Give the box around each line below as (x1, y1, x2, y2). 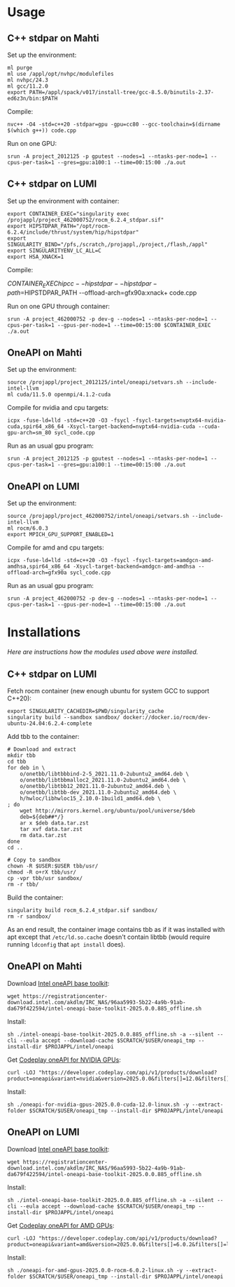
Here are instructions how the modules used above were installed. (7, 648, 199, 656)
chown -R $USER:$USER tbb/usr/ (7, 862, 99, 869)
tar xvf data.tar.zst (20, 825, 83, 832)
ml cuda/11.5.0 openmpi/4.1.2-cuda (7, 391, 111, 399)
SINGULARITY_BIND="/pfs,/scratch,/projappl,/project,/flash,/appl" (7, 241, 208, 248)
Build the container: (7, 893, 64, 902)
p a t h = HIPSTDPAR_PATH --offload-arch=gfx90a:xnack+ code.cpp (7, 288, 197, 297)
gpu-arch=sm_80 (7, 429, 52, 436)
